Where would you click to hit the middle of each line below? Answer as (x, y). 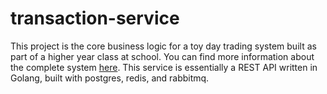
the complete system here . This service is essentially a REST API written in (164, 67)
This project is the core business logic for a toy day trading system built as (163, 46)
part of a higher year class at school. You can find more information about (162, 56)
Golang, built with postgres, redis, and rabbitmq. (110, 78)
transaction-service (95, 18)
